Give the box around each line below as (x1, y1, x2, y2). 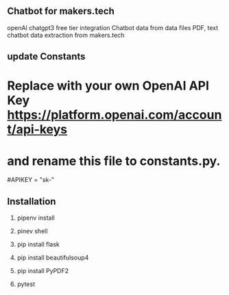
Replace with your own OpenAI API (7, 78, 210, 94)
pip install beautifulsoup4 (16, 253, 89, 262)
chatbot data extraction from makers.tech (7, 31, 125, 39)
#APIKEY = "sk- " (7, 176, 55, 184)
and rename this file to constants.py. (7, 153, 221, 168)
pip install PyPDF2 (16, 267, 69, 275)
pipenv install (16, 214, 55, 222)
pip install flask (16, 240, 60, 248)
